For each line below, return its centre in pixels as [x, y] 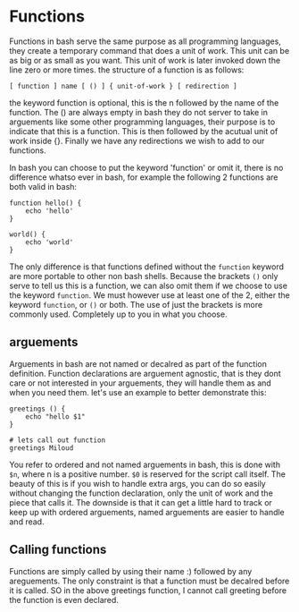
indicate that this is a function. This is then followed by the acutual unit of [144, 131]
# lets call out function [57, 440]
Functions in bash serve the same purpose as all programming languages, [145, 41]
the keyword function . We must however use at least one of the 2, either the [149, 295]
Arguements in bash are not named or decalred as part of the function [138, 363]
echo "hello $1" [56, 416]
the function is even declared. [64, 599]
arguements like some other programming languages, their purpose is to [142, 122]
